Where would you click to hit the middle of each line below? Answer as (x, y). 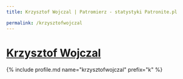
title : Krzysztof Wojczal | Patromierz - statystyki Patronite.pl (92, 12)
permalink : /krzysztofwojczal (45, 23)
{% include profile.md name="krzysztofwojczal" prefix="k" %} (85, 70)
